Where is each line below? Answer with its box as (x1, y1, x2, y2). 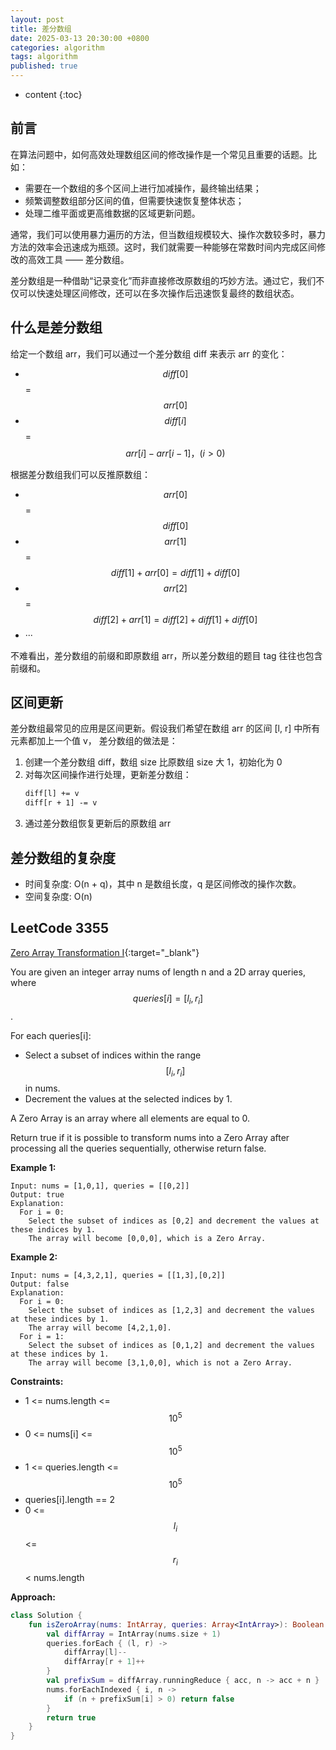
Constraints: (10, 1376, 64, 1388)
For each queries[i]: (10, 1029, 92, 1041)
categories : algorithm (10, 42, 105, 53)
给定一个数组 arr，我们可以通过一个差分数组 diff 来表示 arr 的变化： (10, 347, 288, 360)
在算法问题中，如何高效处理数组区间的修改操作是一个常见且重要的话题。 (10, 148, 308, 160)
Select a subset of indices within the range (24, 1049, 202, 1061)
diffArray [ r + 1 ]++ (63, 1657, 145, 1667)
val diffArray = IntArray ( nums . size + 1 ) (46, 1629, 222, 1639)
